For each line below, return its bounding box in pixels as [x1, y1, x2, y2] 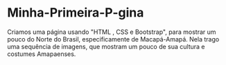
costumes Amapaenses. [7, 50, 76, 58]
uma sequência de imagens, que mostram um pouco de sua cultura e [7, 42, 205, 50]
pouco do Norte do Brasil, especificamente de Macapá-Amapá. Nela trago [7, 35, 220, 43]
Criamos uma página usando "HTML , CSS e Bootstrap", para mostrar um [7, 28, 216, 36]
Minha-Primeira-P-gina [7, 5, 144, 21]
